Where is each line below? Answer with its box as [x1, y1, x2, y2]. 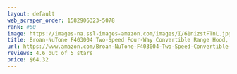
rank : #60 [7, 23, 37, 30]
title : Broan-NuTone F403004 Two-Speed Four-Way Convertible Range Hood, [7, 37, 229, 44]
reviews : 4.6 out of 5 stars [7, 50, 93, 57]
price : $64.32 [7, 56, 49, 63]
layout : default [7, 10, 55, 18]
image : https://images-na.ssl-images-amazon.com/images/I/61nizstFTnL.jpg [7, 30, 232, 37]
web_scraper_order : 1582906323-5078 [7, 17, 115, 24]
